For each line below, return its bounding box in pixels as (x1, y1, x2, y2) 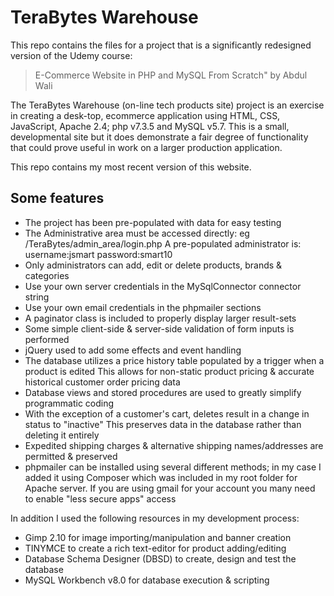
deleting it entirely (24, 429, 100, 441)
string (24, 291, 50, 303)
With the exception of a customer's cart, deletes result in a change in (24, 407, 310, 420)
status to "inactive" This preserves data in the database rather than (24, 418, 302, 430)
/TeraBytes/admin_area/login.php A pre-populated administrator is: (24, 237, 302, 250)
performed (24, 333, 70, 345)
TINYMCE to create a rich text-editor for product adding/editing (24, 542, 287, 554)
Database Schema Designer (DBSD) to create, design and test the (24, 552, 297, 565)
